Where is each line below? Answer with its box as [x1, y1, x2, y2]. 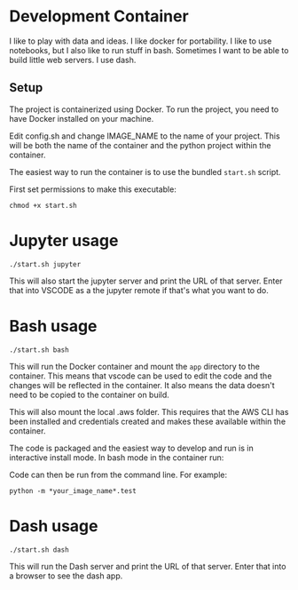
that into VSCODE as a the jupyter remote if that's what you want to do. [9, 284, 269, 295]
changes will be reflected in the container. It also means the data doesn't [9, 379, 275, 390]
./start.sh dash [9, 545, 69, 554]
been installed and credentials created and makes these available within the [9, 416, 286, 427]
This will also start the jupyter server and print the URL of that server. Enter [9, 275, 283, 286]
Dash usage [9, 515, 98, 536]
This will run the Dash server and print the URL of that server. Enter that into [9, 561, 286, 571]
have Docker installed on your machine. [9, 113, 154, 124]
